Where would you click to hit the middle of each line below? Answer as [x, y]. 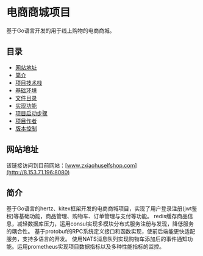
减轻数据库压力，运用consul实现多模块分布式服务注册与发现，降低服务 [105, 224]
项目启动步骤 [31, 113]
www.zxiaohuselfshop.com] [102, 165]
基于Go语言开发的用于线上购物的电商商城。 [61, 30]
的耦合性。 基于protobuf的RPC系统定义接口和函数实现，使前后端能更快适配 [101, 232]
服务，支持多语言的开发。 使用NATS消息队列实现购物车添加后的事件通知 [97, 239]
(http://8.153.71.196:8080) [38, 172]
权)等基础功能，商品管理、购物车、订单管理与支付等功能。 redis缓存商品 [97, 216]
